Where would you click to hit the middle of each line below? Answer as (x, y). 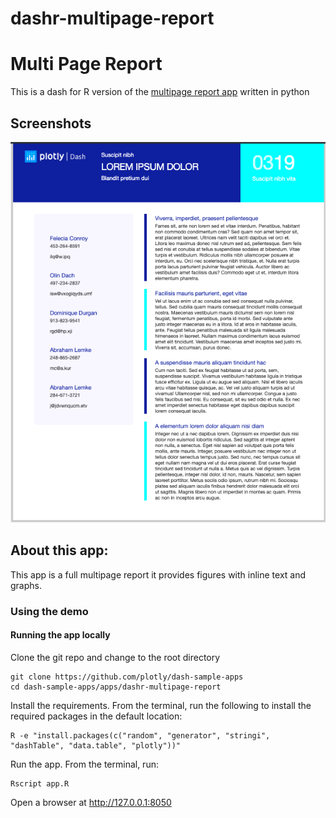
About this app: (59, 550)
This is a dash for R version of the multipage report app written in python (160, 92)
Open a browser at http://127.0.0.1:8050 (91, 802)
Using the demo (49, 611)
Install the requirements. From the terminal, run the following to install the (161, 705)
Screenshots (51, 123)
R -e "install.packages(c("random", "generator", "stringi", (140, 735)
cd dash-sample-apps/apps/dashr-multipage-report (116, 687)
